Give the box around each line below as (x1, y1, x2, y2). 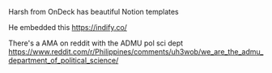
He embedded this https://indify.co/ (8, 23, 128, 32)
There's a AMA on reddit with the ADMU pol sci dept (8, 38, 184, 48)
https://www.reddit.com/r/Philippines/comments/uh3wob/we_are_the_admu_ (8, 47, 264, 56)
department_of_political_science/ (8, 56, 119, 65)
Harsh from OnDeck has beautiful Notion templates (8, 7, 180, 16)
